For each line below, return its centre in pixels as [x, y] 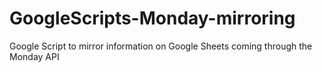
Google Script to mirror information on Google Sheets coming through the [161, 46]
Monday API [34, 56]
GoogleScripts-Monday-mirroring [152, 18]
